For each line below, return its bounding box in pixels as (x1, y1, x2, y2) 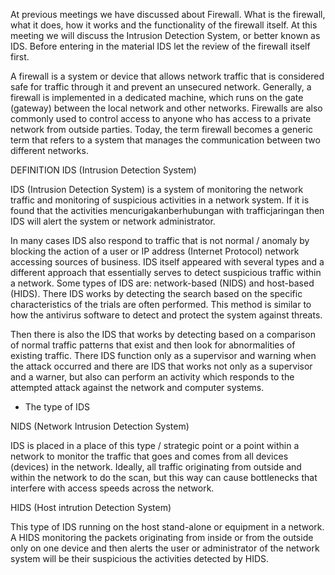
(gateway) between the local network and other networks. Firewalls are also (10, 102, 323, 114)
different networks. (10, 145, 89, 156)
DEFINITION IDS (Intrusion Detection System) (10, 164, 197, 176)
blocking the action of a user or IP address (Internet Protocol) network (10, 245, 300, 257)
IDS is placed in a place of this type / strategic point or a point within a (10, 440, 300, 451)
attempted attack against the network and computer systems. (10, 382, 265, 393)
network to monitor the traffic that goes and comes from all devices (10, 450, 289, 462)
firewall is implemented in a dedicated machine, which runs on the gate (10, 92, 304, 103)
